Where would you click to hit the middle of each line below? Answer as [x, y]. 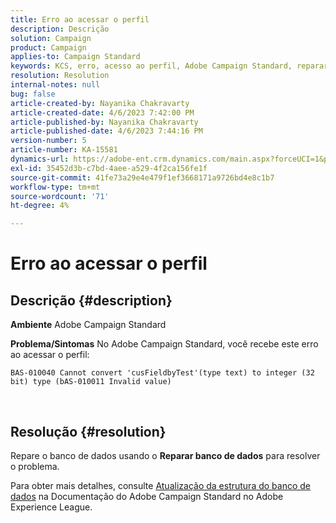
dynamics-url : [40, 159]
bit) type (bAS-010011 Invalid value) [91, 382]
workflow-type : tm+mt [55, 187]
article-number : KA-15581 [64, 150]
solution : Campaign [51, 38]
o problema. [35, 466]
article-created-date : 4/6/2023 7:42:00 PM [102, 112]
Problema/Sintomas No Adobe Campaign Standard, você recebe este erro [164, 344]
